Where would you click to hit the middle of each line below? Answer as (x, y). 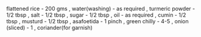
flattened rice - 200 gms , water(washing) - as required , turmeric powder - (101, 9)
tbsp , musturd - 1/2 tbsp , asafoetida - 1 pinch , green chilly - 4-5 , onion (97, 21)
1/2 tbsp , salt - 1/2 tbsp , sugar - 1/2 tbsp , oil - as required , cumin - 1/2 (96, 15)
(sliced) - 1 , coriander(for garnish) (50, 27)
